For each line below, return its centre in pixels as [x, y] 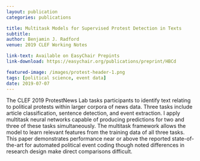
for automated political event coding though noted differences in [105, 145]
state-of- [183, 139]
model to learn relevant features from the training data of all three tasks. [95, 132]
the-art [15, 145]
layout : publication [32, 12]
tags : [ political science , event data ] [56, 78]
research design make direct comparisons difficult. [69, 151]
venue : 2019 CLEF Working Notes [47, 45]
